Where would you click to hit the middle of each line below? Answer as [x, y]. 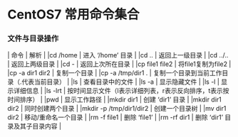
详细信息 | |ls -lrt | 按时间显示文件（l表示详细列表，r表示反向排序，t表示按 [121, 91]
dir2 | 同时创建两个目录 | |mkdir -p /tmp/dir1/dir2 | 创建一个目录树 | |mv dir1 [117, 109]
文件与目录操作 [33, 38]
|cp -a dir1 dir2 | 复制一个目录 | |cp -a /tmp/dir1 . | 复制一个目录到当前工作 [115, 73]
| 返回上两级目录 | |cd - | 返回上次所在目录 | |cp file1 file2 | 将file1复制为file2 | [119, 64]
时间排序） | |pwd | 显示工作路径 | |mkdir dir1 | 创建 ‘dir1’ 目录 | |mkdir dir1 [115, 99]
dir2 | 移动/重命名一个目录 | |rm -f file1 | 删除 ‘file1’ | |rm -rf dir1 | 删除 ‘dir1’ [115, 117]
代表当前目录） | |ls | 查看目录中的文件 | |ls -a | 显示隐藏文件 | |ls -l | [120, 82]
